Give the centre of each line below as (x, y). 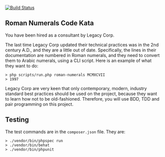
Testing (17, 120)
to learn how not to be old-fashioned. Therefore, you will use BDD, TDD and (82, 99)
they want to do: (22, 66)
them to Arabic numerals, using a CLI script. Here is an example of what (79, 60)
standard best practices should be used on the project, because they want (81, 94)
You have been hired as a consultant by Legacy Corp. (60, 35)
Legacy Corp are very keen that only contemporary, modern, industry (76, 88)
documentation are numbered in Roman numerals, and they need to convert (82, 55)
